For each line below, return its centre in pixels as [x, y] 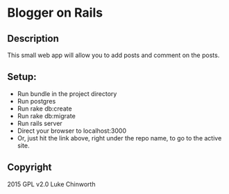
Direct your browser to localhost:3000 [72, 131]
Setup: [22, 77]
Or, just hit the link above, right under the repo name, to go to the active [119, 138]
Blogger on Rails [55, 13]
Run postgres [36, 101]
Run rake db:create [44, 108]
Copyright [29, 167]
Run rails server [40, 123]
